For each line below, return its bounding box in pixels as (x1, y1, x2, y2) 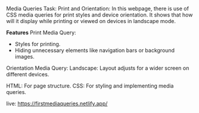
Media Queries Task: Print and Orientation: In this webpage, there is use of (6, 5, 189, 12)
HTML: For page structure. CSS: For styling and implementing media (6, 82, 174, 89)
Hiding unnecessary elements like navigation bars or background (14, 47, 175, 54)
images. (14, 53, 35, 60)
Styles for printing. (14, 41, 61, 47)
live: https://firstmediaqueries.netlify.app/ (6, 100, 108, 107)
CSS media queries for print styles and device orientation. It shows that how (6, 11, 193, 18)
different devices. (6, 71, 49, 78)
